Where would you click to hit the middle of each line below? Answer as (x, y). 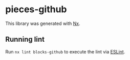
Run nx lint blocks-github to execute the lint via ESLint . (65, 51)
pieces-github (36, 9)
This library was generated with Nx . (43, 23)
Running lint (25, 39)
